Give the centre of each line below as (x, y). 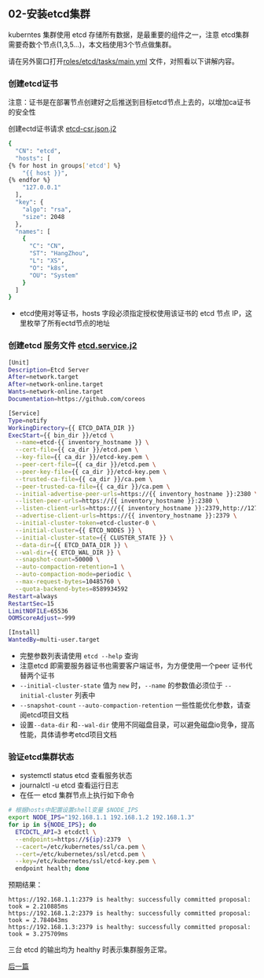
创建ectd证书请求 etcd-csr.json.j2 (62, 129)
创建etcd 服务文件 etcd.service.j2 (73, 346)
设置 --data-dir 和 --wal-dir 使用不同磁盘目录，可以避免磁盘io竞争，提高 (137, 725)
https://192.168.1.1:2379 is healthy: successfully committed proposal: (130, 900)
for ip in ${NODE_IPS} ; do (52, 825)
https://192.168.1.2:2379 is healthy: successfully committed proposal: (130, 913)
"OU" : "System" (54, 275)
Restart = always (33, 596)
